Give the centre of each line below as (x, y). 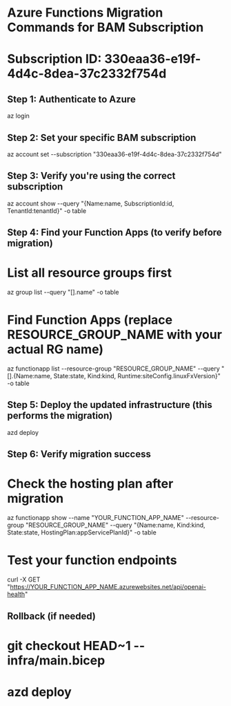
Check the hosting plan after (90, 484)
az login (18, 116)
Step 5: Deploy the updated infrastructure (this (110, 405)
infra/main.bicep (56, 660)
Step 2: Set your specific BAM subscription (102, 137)
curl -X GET (24, 579)
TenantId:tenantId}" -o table (47, 211)
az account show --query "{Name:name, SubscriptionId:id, (91, 203)
